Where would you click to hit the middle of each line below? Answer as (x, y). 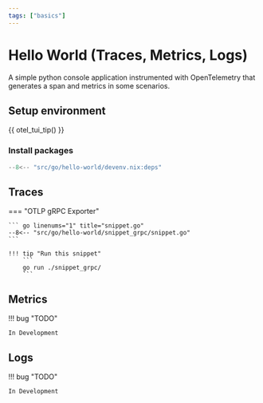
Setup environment (57, 111)
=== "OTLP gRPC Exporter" (54, 211)
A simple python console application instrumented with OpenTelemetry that (132, 77)
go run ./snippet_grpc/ (62, 268)
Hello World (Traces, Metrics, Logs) (128, 55)
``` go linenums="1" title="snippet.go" (77, 226)
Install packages (41, 151)
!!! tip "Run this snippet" (55, 254)
